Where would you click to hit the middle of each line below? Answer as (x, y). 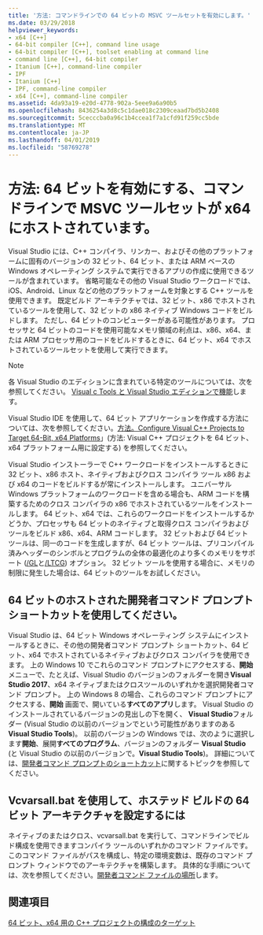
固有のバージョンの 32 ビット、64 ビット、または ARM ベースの (132, 262)
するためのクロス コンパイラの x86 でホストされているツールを (117, 504)
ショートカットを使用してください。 (95, 615)
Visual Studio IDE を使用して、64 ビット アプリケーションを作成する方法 (125, 418)
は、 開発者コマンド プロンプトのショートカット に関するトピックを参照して (130, 763)
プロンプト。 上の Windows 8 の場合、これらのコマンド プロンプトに (135, 695)
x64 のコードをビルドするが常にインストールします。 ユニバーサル (124, 484)
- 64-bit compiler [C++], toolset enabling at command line (109, 52)
